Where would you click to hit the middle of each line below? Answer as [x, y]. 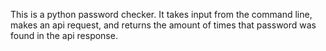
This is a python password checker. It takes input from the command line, [161, 14]
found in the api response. [64, 35]
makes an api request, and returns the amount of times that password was [163, 25]
